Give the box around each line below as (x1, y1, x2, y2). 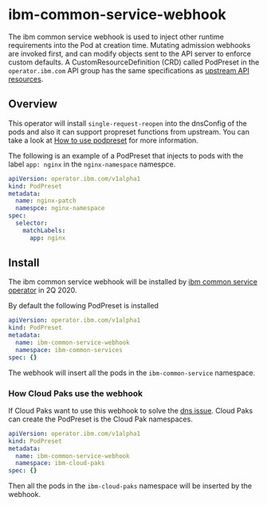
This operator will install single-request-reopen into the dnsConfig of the (8, 118, 247, 128)
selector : (15, 219, 48, 227)
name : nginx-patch (15, 197, 77, 205)
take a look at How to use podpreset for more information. (8, 135, 199, 145)
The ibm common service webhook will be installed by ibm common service (8, 277, 257, 287)
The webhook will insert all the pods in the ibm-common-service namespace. (8, 368, 256, 378)
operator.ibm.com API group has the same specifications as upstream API (8, 65, 249, 75)
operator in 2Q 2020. (8, 285, 77, 296)
